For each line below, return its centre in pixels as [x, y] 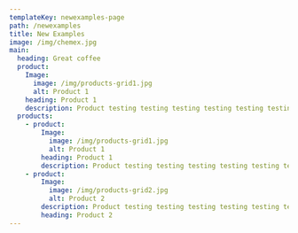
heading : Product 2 [77, 215]
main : [19, 50]
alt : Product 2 [76, 199]
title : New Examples [47, 34]
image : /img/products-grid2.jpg [108, 190]
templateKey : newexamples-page [67, 17]
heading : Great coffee [59, 58]
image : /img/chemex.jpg [53, 42]
